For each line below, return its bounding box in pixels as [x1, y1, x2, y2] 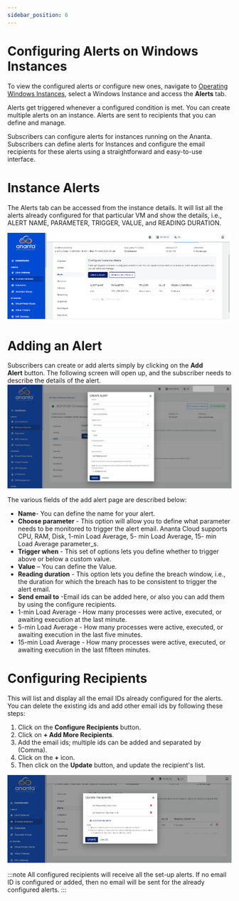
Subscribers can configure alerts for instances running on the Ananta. [7, 132, 212, 140]
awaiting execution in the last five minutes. [17, 630, 143, 639]
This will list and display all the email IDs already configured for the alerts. [7, 694, 223, 702]
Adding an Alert [7, 338, 102, 354]
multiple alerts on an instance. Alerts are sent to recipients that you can [7, 110, 216, 119]
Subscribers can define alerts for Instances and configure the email [7, 140, 205, 148]
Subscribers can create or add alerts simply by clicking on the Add [7, 361, 203, 370]
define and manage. [7, 118, 66, 127]
